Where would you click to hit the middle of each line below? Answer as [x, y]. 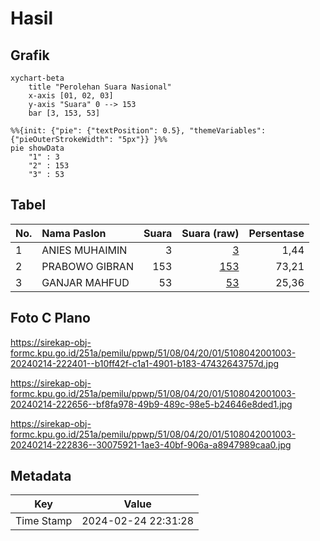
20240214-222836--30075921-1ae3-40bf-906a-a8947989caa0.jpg [151, 444]
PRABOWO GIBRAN [87, 266]
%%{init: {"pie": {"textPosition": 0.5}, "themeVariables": [138, 131]
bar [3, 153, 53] [64, 113]
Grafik [30, 55]
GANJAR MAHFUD [85, 282]
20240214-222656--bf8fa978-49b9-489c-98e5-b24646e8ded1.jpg [151, 404]
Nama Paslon [74, 233]
